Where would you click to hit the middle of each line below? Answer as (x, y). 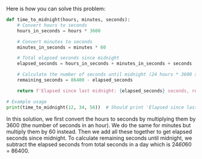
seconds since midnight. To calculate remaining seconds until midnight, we (99, 138)
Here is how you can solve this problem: (56, 9)
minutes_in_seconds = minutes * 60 (62, 47)
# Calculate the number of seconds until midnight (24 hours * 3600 (105, 74)
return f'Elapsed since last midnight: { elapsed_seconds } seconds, (103, 91)
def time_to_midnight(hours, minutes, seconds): (68, 20)
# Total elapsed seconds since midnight (68, 58)
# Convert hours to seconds (52, 25)
